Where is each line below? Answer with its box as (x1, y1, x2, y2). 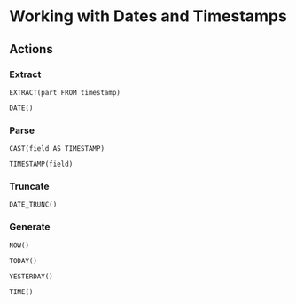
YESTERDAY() (9, 272, 53, 281)
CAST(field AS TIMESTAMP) (9, 144, 105, 153)
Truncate (9, 180, 50, 192)
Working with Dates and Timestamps (9, 6, 288, 27)
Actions (9, 42, 53, 57)
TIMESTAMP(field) (9, 160, 74, 169)
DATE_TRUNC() (9, 200, 58, 209)
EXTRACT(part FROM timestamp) (9, 88, 121, 97)
